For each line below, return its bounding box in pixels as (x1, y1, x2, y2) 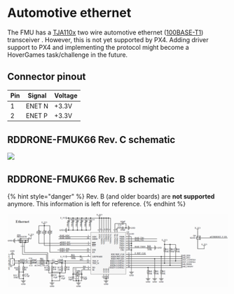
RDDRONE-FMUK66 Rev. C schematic (7, 133, 176, 145)
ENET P (25, 111, 48, 120)
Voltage (54, 91, 78, 100)
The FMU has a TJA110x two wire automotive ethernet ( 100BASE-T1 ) (7, 28, 204, 36)
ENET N (25, 102, 49, 110)
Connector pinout (7, 71, 86, 83)
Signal (27, 91, 47, 100)
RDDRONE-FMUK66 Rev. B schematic (7, 173, 175, 185)
